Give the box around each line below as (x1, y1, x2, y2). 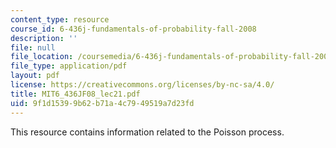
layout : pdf (10, 71, 60, 81)
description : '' (10, 33, 78, 43)
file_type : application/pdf (10, 61, 128, 71)
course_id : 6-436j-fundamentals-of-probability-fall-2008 (10, 24, 257, 34)
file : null (10, 42, 56, 53)
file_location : (10, 52, 74, 62)
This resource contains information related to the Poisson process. (10, 126, 285, 138)
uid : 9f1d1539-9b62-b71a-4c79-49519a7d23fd (10, 98, 195, 108)
